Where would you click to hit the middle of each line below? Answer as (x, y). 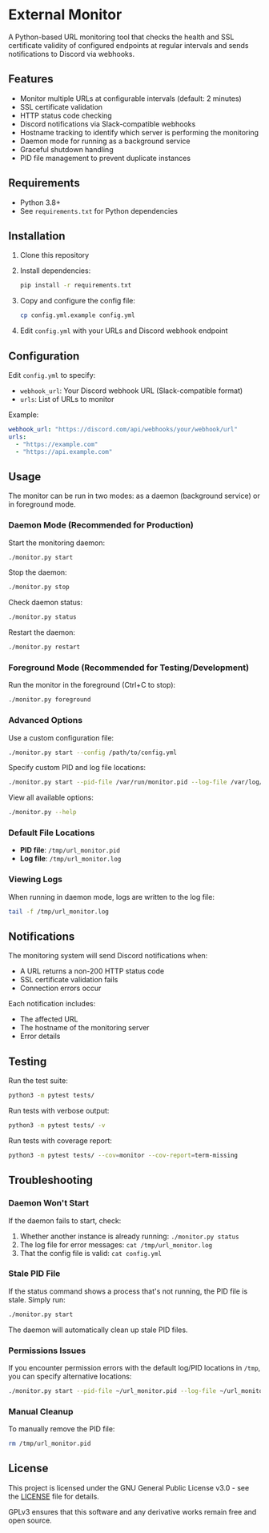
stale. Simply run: (37, 1299)
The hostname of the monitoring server (84, 1028)
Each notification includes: (52, 1004)
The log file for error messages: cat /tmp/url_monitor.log (116, 1244)
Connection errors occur (60, 988)
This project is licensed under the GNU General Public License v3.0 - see (129, 1487)
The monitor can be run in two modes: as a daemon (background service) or (134, 496)
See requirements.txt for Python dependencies (99, 211)
